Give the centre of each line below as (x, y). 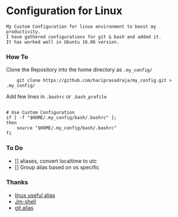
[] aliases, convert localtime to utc (56, 161)
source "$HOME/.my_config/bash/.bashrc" (67, 128)
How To (17, 57)
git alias (24, 208)
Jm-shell (25, 201)
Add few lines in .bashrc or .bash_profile (56, 97)
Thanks (17, 182)
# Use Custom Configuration (41, 113)
